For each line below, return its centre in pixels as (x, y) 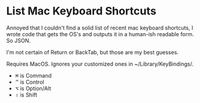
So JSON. (19, 40)
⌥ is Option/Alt (33, 88)
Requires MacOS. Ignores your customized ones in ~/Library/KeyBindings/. (100, 64)
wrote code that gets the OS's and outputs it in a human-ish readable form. (100, 34)
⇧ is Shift (26, 95)
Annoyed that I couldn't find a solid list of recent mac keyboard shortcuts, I (100, 28)
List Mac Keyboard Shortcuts (81, 11)
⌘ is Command (33, 75)
